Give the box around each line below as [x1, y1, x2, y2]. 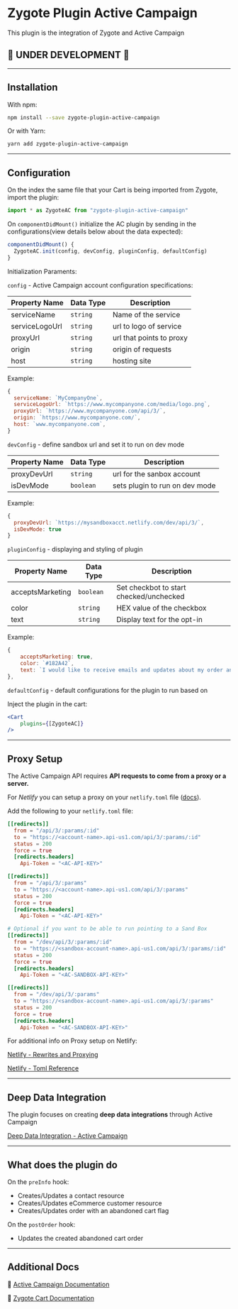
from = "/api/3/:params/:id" [13, 827, 100, 834]
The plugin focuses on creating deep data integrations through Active [7, 1110, 213, 1119]
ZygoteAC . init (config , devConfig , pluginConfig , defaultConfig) [13, 247, 208, 255]
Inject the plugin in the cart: [7, 699, 88, 708]
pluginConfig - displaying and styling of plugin [7, 545, 143, 554]
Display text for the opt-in [116, 615, 203, 625]
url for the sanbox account [112, 469, 200, 478]
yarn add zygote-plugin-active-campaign [7, 141, 129, 148]
